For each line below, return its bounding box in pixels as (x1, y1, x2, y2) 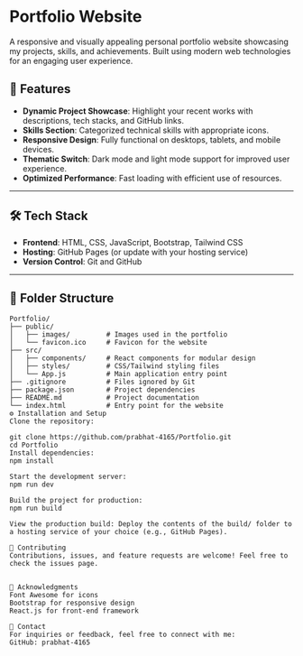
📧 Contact (9, 623, 47, 632)
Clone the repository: (9, 417, 95, 426)
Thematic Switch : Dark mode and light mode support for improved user (22, 153, 290, 164)
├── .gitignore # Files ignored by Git (9, 377, 196, 387)
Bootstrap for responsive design (9, 598, 135, 608)
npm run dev (9, 480, 54, 489)
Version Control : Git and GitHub (22, 255, 142, 267)
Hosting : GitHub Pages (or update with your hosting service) (22, 246, 249, 257)
